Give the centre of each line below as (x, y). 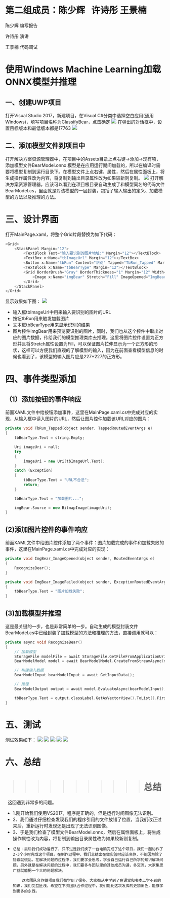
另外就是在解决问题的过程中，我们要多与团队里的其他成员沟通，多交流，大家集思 (92, 865)
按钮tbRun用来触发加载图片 (41, 319)
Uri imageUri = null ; (37, 447)
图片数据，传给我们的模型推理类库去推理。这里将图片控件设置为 (88, 337)
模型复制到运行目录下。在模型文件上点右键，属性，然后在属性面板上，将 (89, 171)
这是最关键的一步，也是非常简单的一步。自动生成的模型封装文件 (72, 626)
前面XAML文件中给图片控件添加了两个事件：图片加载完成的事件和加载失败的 (85, 543)
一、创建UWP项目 (33, 102)
